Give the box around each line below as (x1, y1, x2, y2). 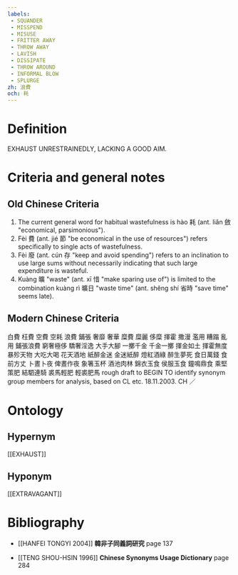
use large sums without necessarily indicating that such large (17, 259, 198, 268)
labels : (7, 10, 31, 18)
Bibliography (7, 514, 85, 531)
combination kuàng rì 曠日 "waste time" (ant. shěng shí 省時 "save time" (17, 284, 229, 293)
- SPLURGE (10, 76, 40, 84)
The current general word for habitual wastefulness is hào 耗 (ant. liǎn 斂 (17, 218, 232, 226)
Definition (7, 121, 68, 137)
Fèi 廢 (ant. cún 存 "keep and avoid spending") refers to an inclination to (17, 251, 229, 259)
